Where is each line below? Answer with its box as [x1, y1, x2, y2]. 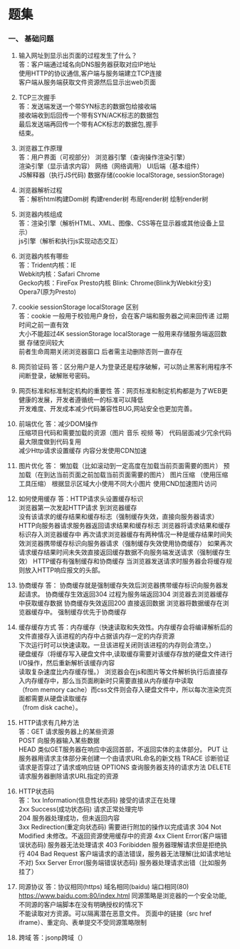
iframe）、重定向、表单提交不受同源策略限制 [18, 918, 147, 927]
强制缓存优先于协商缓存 [57, 608, 127, 616]
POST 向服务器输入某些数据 [18, 736, 100, 745]
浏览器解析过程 [18, 186, 63, 195]
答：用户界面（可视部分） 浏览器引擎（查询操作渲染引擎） [18, 153, 189, 161]
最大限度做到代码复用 [18, 437, 81, 446]
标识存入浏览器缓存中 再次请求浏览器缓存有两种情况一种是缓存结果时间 [18, 530, 226, 539]
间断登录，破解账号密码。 [18, 372, 94, 380]
